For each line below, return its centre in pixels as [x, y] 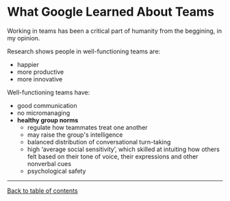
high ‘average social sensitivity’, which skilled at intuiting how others [124, 149]
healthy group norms [48, 120]
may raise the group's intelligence [75, 135]
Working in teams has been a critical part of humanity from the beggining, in [115, 31]
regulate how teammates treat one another [88, 127]
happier [28, 64]
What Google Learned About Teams [111, 12]
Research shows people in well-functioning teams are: [84, 51]
